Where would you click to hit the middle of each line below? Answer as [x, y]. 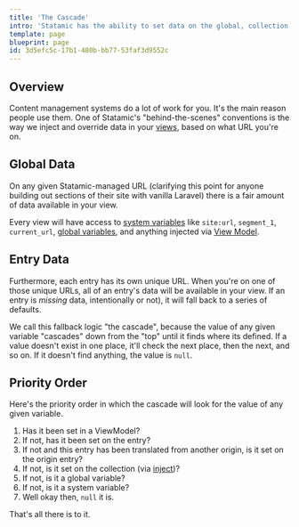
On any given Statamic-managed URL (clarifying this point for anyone [137, 186]
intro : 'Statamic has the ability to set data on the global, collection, [151, 26]
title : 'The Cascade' [49, 17]
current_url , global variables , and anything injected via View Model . [134, 231]
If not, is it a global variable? [74, 478]
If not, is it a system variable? [76, 488]
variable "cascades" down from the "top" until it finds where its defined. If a [148, 336]
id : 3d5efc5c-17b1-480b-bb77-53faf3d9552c [89, 51]
